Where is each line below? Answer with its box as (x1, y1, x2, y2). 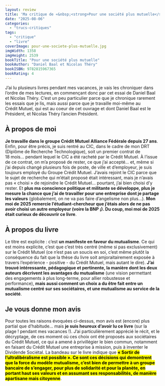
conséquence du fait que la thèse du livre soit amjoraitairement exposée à (5, 254, 155, 260)
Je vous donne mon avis (5, 305, 81, 313)
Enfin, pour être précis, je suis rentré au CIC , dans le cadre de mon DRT (5, 143, 150, 149)
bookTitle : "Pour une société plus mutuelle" (5, 58, 100, 62)
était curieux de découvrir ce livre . (5, 211, 77, 217)
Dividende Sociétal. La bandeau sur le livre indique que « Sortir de (5, 350, 140, 356)
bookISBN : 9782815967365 (5, 67, 56, 72)
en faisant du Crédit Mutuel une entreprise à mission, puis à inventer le (5, 344, 148, 350)
